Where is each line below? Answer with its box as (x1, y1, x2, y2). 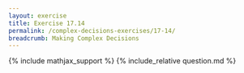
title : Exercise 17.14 (8, 19, 85, 27)
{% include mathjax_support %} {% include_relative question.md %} (8, 56, 237, 66)
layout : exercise (8, 11, 67, 20)
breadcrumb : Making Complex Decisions (8, 34, 139, 43)
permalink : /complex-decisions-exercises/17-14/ (8, 26, 176, 34)
